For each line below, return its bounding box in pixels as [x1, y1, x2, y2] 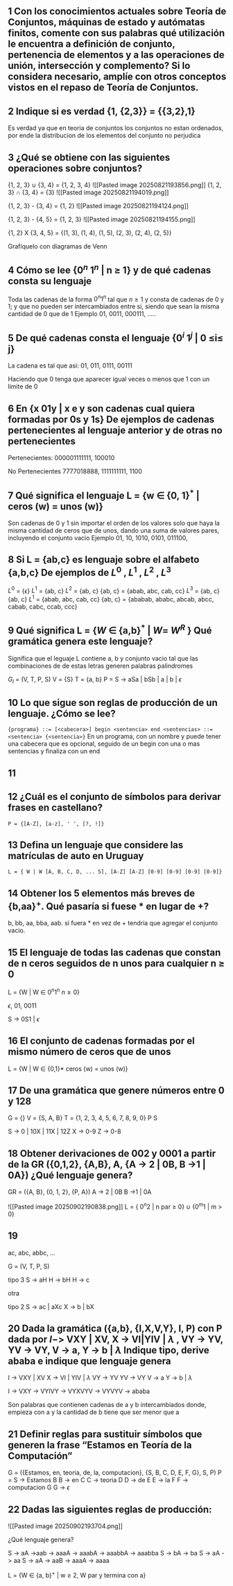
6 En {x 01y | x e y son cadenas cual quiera [8, 402, 195, 414]
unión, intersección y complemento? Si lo [8, 60, 191, 72]
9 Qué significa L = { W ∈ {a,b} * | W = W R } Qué [8, 622, 212, 636]
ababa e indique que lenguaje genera [8, 1356, 172, 1367]
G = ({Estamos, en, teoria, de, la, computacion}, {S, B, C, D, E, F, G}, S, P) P [8, 1468, 223, 1477]
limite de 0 [8, 382, 38, 391]
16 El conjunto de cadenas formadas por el [8, 1035, 195, 1047]
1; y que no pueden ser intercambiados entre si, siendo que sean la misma [8, 302, 220, 311]
